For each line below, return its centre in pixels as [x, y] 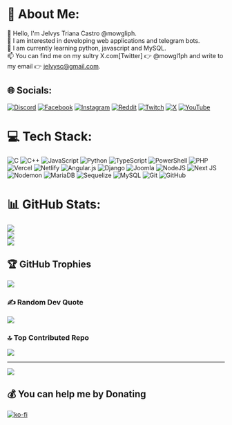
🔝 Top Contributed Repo [48, 337]
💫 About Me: [43, 14]
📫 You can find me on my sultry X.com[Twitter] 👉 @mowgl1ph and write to [115, 55]
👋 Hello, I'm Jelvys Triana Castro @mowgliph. [72, 33]
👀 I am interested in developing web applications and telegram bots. [104, 40]
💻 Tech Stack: [50, 136]
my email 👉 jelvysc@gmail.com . [54, 66]
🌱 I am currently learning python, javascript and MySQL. [87, 48]
